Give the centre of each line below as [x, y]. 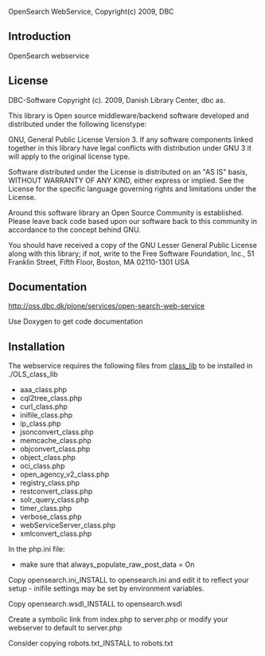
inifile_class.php [46, 415]
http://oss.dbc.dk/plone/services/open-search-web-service [107, 306]
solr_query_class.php [54, 500]
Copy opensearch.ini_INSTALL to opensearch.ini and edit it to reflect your [129, 580]
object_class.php [47, 458]
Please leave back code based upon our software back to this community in [132, 221]
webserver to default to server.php [65, 628]
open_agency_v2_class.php [64, 474]
